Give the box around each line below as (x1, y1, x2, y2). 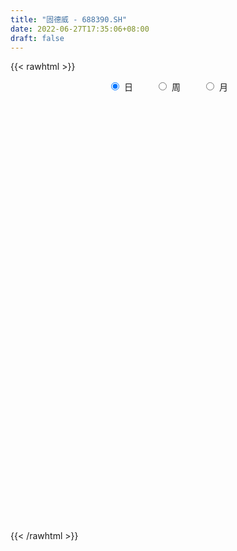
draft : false (10, 33, 65, 43)
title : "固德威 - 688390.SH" (10, 14, 128, 25)
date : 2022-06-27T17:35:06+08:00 (10, 24, 150, 34)
